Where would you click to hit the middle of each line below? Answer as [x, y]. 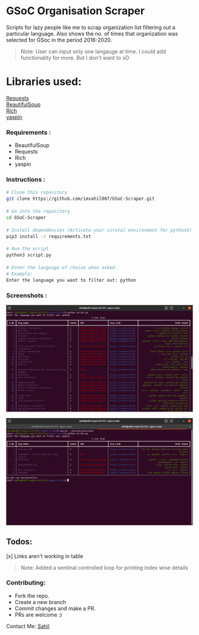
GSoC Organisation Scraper [76, 11]
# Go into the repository [38, 212]
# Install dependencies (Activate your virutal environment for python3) [99, 230]
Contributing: [26, 583]
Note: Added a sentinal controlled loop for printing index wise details [104, 567]
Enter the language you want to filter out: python [71, 280]
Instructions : [26, 180]
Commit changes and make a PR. [55, 608]
